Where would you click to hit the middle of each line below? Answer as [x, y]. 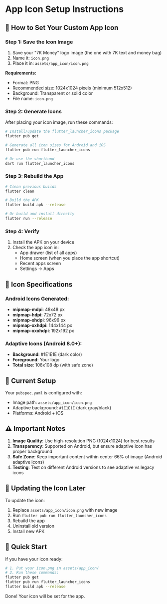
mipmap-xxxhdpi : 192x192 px [43, 330]
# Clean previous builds [31, 186]
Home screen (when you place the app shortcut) [70, 258]
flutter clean [20, 191]
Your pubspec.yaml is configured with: [44, 393]
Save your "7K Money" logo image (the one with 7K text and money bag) [87, 52]
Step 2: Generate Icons [34, 111]
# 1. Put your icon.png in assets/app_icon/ [52, 568]
